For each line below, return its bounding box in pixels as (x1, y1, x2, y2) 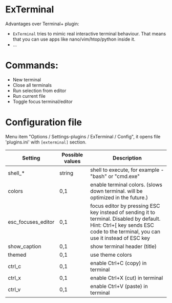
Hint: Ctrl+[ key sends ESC (90, 221, 155, 228)
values (63, 157, 81, 165)
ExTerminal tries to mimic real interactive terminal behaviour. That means (12, 30, 166, 37)
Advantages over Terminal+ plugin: (5, 21, 79, 27)
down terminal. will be (90, 187, 143, 194)
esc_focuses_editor (8, 218, 55, 225)
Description (112, 154, 142, 162)
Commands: (5, 60, 59, 72)
